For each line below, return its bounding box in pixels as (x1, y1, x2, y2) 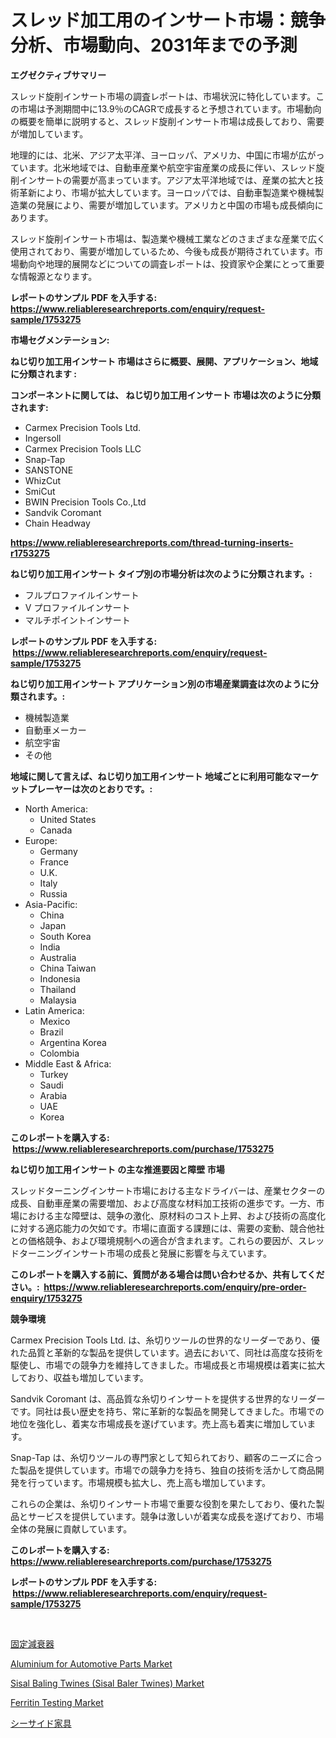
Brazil (39, 1026, 64, 1038)
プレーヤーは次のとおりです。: (27, 782, 153, 795)
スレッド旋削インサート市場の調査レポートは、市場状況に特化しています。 (10, 90, 317, 102)
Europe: (24, 834, 58, 846)
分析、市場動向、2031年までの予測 (10, 34, 298, 57)
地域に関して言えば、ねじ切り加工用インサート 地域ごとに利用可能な (10, 770, 293, 782)
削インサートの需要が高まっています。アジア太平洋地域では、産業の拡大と (10, 174, 315, 186)
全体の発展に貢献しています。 (10, 1522, 133, 1535)
